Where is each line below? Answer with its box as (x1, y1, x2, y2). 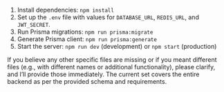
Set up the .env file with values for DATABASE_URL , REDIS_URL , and (17, 13, 199, 21)
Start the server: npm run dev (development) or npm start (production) (17, 43, 217, 50)
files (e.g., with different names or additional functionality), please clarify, (7, 63, 216, 71)
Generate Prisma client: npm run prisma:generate (17, 35, 158, 43)
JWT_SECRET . (17, 21, 50, 28)
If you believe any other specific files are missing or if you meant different (7, 56, 217, 64)
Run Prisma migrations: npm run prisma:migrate (17, 27, 153, 36)
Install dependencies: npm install (17, 6, 114, 14)
